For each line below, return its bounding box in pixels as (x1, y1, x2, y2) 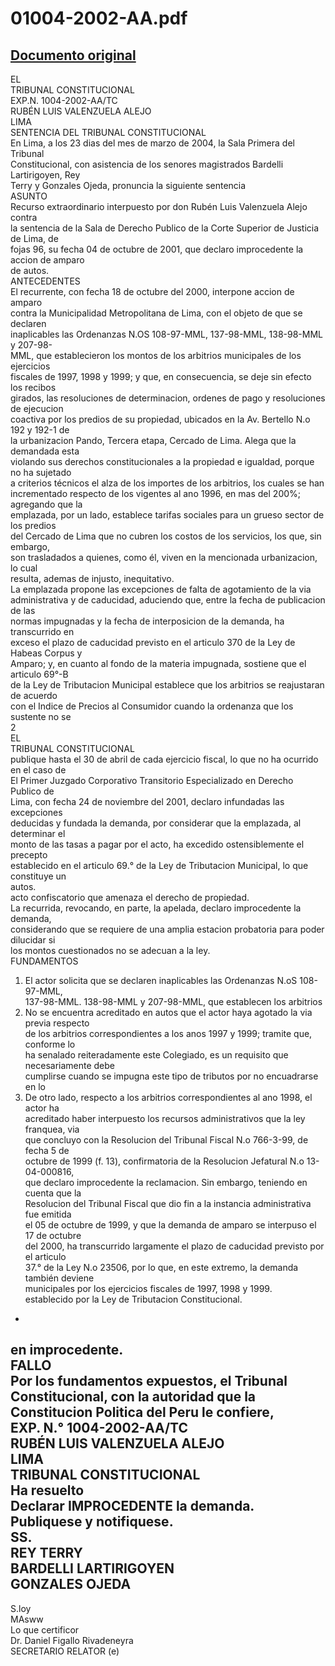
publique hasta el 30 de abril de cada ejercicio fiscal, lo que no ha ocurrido (10, 753, 319, 765)
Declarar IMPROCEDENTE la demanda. (10, 1498, 255, 1515)
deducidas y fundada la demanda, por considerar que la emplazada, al (10, 817, 302, 829)
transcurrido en (10, 626, 75, 637)
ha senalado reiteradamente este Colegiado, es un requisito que (24, 1049, 289, 1061)
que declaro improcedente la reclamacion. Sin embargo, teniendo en (24, 1177, 308, 1188)
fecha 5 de (24, 1145, 70, 1156)
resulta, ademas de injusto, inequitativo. (10, 573, 175, 584)
